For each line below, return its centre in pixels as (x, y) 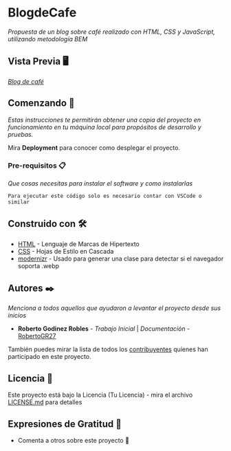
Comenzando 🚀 (41, 103)
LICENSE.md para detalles (45, 402)
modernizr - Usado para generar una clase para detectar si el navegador (121, 258)
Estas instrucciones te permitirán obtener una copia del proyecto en (104, 120)
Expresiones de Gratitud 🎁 (65, 424)
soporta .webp (38, 265)
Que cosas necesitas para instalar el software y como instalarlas (100, 183)
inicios (17, 316)
